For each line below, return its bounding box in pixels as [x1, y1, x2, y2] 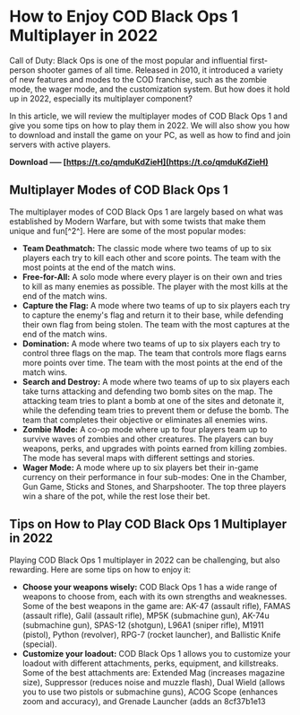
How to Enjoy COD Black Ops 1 [9, 6, 239, 27]
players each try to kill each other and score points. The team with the [21, 252, 281, 263]
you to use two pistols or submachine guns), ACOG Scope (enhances [21, 686, 279, 697]
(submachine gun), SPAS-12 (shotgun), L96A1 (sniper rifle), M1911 [21, 619, 264, 630]
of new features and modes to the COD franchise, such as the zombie [9, 74, 267, 84]
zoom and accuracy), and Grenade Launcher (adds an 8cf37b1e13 [21, 695, 266, 706]
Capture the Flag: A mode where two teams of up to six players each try [21, 300, 291, 310]
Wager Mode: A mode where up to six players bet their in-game [21, 462, 259, 473]
